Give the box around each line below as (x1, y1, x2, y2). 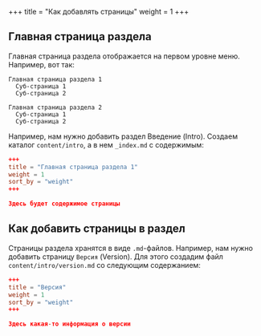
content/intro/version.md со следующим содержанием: (8, 260, 201, 269)
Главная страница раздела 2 (8, 103, 103, 111)
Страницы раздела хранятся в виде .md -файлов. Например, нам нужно (8, 243, 253, 253)
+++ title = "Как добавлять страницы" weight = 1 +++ (8, 7, 190, 16)
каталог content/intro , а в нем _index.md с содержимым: (8, 140, 205, 149)
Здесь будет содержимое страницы (8, 200, 120, 208)
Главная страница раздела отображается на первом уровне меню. (8, 51, 241, 61)
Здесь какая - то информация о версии (8, 320, 131, 328)
